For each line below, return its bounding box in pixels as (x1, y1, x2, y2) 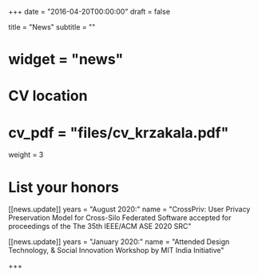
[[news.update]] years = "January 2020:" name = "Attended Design (8, 237, 230, 247)
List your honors (8, 178, 120, 196)
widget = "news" (8, 50, 124, 69)
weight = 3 (8, 150, 44, 159)
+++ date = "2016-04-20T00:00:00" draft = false (8, 7, 170, 16)
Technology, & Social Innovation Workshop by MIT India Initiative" (8, 246, 225, 255)
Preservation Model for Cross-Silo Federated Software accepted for (8, 213, 232, 223)
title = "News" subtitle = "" (8, 22, 96, 31)
